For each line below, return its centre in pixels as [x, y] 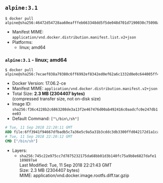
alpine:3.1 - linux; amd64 [36, 60]
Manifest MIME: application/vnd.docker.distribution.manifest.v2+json [85, 89]
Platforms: [22, 42]
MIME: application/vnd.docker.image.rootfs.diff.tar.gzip [74, 175]
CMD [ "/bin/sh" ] [21, 141]
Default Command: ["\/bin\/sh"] [46, 119]
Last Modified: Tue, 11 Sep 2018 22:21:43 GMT [65, 165]
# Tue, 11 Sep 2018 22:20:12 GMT [39, 136]
